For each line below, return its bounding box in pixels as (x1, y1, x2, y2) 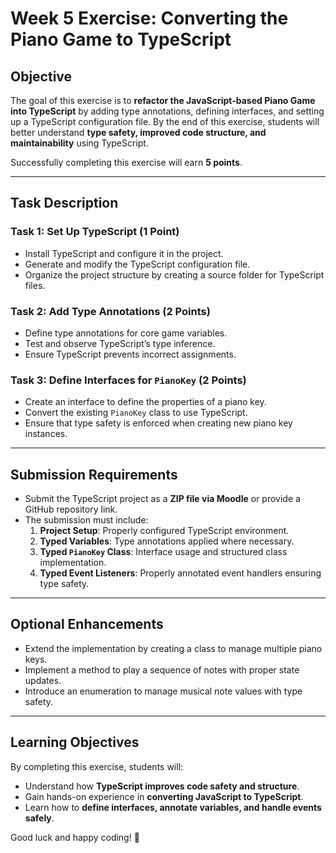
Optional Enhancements (10, 616, 164, 633)
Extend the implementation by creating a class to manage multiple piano (24, 642, 323, 654)
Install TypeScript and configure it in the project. (24, 247, 224, 259)
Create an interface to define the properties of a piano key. (24, 396, 267, 408)
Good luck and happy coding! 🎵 (10, 831, 140, 843)
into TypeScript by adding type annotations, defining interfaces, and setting (10, 105, 325, 117)
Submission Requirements (10, 466, 178, 483)
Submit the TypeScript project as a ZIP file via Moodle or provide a (24, 493, 301, 505)
